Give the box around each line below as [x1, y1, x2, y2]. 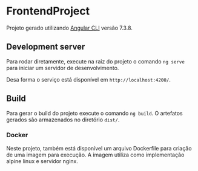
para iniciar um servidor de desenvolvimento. [6, 64, 119, 71]
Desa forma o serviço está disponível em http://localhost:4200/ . [6, 76, 171, 83]
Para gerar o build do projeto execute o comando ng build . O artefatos [6, 109, 183, 117]
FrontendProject [6, 4, 90, 18]
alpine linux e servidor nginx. [6, 157, 79, 164]
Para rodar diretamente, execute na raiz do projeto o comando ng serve [6, 57, 185, 65]
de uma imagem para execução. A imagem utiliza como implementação [6, 151, 185, 158]
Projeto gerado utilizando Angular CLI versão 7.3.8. [6, 24, 133, 31]
